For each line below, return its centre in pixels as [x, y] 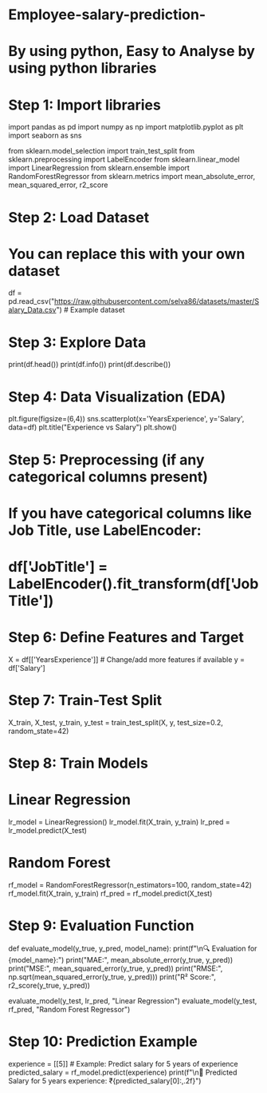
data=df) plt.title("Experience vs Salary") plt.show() [93, 427]
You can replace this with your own [127, 254]
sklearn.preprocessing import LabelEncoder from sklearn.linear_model [124, 160]
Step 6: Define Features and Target [126, 638]
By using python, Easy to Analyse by [132, 52]
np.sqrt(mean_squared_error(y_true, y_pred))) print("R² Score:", [112, 976]
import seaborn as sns [45, 136]
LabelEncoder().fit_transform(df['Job [133, 583]
